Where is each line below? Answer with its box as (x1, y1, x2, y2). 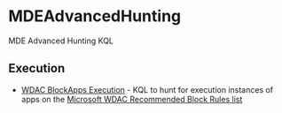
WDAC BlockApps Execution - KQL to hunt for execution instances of (20, 84, 274, 94)
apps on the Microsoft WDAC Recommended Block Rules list (20, 94, 243, 104)
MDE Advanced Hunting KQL (8, 35, 114, 46)
